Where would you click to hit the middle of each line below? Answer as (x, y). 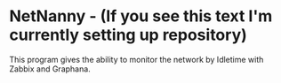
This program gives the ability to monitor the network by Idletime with (136, 59)
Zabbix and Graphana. (50, 69)
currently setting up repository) (128, 35)
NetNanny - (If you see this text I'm (141, 16)
